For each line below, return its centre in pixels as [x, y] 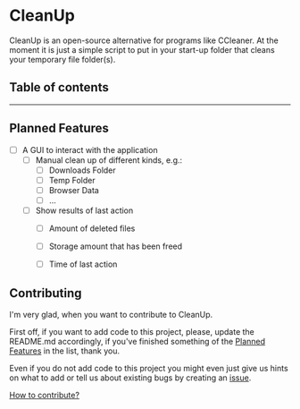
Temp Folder [72, 180]
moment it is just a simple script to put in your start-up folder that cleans [142, 49]
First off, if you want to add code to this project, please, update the [132, 332]
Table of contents [59, 87]
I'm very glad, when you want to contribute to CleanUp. [111, 315]
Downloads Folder [82, 170]
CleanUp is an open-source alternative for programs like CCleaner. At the [144, 40]
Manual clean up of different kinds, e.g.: [109, 160]
